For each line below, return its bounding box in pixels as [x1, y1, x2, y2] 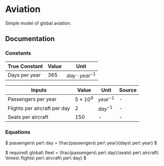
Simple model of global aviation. [5, 20, 72, 26]
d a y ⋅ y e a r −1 [66, 71, 96, 79]
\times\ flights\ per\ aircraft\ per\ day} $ [5, 154, 87, 161]
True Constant [8, 63, 43, 70]
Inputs [31, 86, 47, 93]
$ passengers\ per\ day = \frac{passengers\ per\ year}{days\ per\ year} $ [5, 139, 157, 146]
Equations [5, 128, 31, 135]
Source [119, 86, 137, 93]
